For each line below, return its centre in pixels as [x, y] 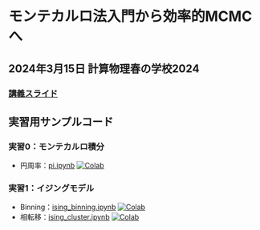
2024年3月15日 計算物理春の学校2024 [104, 69]
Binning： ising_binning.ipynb [68, 207]
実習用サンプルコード [61, 121]
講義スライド [33, 93]
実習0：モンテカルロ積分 [56, 147]
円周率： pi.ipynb [47, 166]
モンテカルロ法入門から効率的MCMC [130, 16]
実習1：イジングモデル [51, 188]
